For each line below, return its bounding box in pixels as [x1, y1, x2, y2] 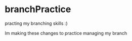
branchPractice [5, 4, 71, 15]
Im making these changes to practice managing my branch [5, 30, 127, 36]
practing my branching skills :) [5, 20, 68, 26]
